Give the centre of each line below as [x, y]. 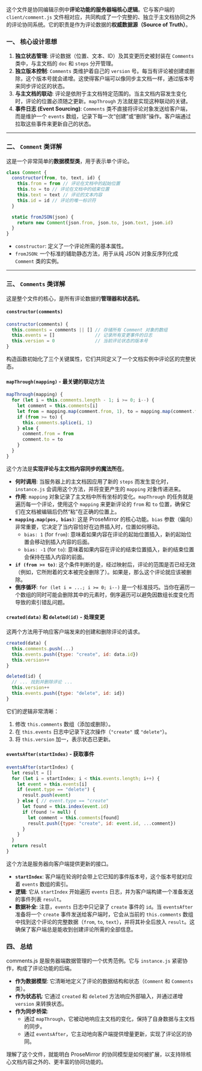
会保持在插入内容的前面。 [56, 557]
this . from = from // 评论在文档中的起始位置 [69, 184]
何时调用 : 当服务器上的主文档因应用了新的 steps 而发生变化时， [93, 481]
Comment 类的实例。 [38, 261]
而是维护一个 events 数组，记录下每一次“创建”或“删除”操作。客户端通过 [103, 117]
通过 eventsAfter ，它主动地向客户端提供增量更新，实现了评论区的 [106, 1034]
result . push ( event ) [46, 795]
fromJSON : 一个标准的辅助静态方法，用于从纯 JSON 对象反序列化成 [96, 254]
